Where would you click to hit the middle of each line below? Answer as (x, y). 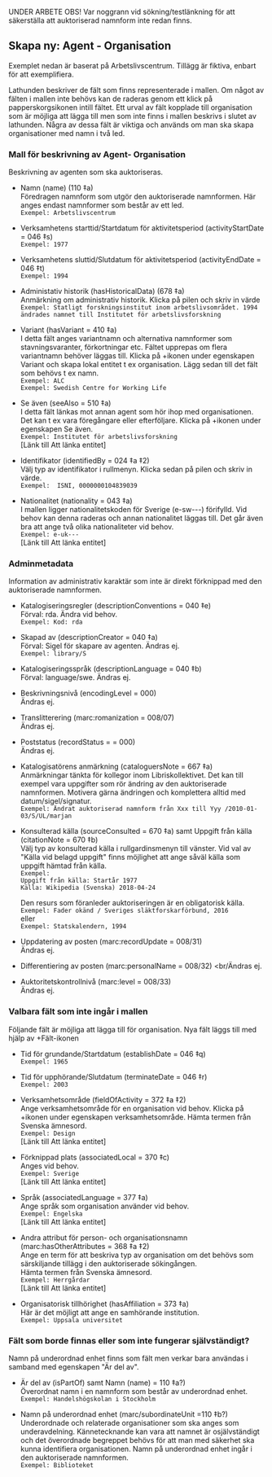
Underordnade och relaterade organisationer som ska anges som (129, 1423)
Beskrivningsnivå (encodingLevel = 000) (88, 693)
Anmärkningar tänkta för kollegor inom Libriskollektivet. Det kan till (132, 775)
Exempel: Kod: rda (51, 622)
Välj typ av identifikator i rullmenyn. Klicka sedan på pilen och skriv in (136, 469)
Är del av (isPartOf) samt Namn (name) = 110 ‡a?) (103, 1383)
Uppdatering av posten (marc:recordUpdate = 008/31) (111, 942)
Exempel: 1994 (44, 276)
